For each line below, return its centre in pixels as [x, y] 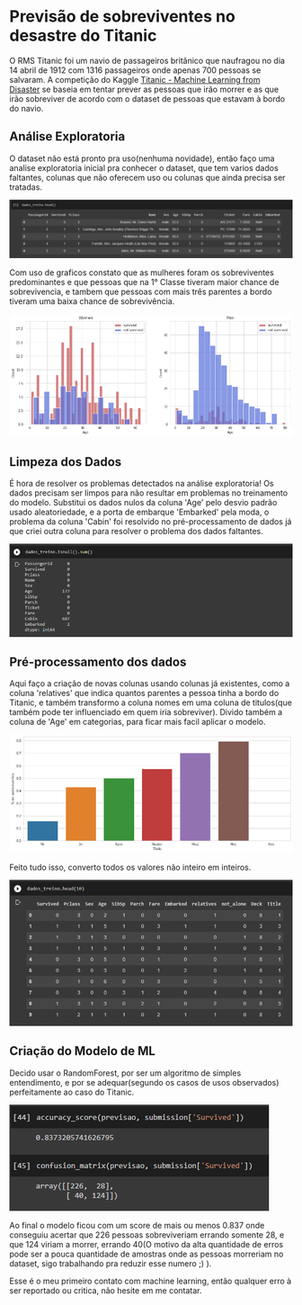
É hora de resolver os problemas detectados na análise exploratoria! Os [142, 484]
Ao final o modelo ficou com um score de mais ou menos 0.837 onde [137, 1225]
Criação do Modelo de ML [82, 1051]
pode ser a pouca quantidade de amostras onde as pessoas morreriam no [147, 1254]
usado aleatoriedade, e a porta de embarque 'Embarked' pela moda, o [139, 512]
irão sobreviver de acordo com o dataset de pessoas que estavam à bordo [147, 98]
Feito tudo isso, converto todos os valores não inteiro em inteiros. [130, 867]
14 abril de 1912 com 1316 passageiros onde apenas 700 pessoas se [135, 70]
